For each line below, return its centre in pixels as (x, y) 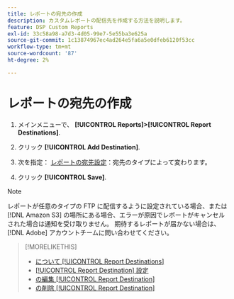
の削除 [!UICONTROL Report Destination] (95, 288)
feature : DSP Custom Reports (50, 27)
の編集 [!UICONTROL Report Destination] (95, 279)
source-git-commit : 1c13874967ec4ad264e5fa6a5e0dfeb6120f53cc (101, 40)
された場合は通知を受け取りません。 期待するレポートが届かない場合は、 (114, 223)
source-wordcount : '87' (43, 54)
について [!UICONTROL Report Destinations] (100, 261)
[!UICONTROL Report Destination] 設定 (92, 270)
